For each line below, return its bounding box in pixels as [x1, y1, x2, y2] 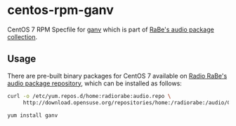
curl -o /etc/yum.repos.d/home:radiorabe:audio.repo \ [7, 92, 171, 99]
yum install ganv [7, 112, 58, 119]
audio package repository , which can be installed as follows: [7, 79, 183, 87]
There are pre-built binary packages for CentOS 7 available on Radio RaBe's [7, 71, 228, 80]
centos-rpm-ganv [7, 2, 114, 18]
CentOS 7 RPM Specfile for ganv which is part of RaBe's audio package [7, 25, 214, 34]
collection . [7, 32, 38, 41]
